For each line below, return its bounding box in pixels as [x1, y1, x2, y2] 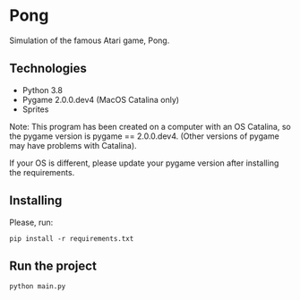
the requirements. [9, 167, 75, 177]
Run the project [9, 258, 97, 273]
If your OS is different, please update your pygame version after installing [9, 158, 279, 168]
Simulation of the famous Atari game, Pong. [9, 35, 170, 46]
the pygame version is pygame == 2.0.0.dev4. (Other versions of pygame [9, 131, 279, 141]
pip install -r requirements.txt [9, 234, 134, 243]
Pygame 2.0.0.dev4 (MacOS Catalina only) [21, 94, 180, 105]
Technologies [9, 61, 88, 76]
